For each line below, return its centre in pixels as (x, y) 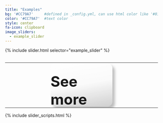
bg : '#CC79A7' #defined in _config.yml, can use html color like (77, 14)
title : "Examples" (24, 9)
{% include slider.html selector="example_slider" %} (57, 50)
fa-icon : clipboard (25, 28)
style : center (19, 23)
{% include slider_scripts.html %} (38, 115)
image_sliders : (20, 32)
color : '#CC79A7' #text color (37, 18)
